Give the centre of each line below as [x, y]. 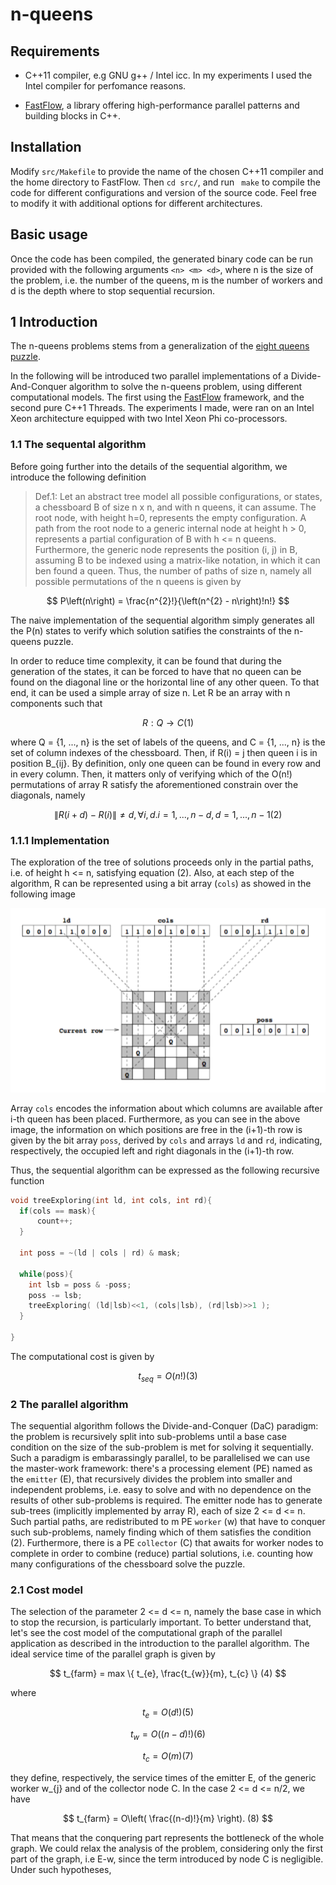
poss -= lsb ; [55, 1295]
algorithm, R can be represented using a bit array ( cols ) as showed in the [161, 884]
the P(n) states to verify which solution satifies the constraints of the [151, 630]
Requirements [55, 51]
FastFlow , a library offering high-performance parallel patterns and [162, 105]
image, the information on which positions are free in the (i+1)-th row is [156, 1129]
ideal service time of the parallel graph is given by [113, 1654]
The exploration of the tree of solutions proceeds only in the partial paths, [162, 862]
